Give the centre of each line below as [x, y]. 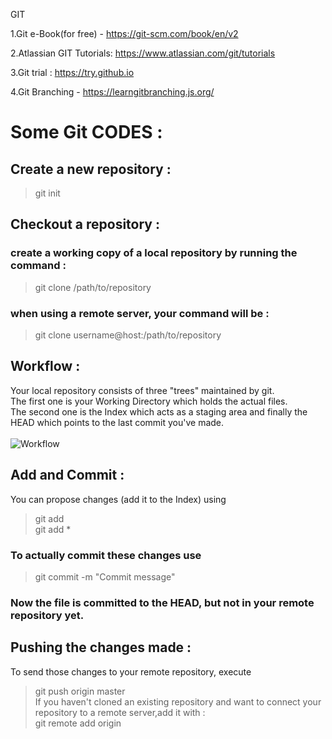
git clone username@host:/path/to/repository [128, 335]
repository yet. [47, 615]
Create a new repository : [91, 169]
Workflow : [45, 366]
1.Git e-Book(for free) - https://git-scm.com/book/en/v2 [124, 33]
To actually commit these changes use [106, 555]
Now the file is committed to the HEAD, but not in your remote [162, 602]
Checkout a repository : [85, 224]
